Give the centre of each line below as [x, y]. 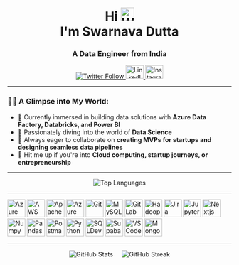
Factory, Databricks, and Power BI [69, 124]
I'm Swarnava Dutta [119, 32]
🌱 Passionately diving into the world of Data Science [95, 132]
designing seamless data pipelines [70, 147]
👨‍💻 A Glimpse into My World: [58, 102]
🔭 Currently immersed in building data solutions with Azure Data [112, 117]
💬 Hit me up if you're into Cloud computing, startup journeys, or [113, 155]
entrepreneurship [44, 162]
